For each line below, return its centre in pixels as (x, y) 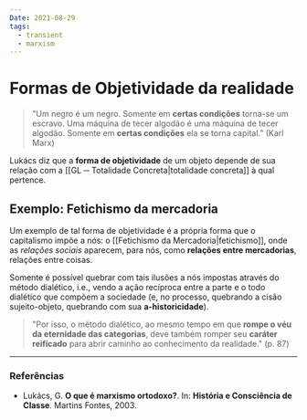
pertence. (28, 180)
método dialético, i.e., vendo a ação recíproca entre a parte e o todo (138, 287)
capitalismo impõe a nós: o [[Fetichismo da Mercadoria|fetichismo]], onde (148, 240)
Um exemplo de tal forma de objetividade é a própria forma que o (132, 231)
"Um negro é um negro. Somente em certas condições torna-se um (160, 114)
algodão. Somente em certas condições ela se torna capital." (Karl (158, 133)
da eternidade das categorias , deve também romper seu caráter (154, 334)
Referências (37, 375)
